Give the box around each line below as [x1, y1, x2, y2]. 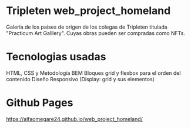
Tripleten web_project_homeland [6, 4, 171, 18]
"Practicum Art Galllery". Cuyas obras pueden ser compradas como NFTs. [6, 29, 186, 36]
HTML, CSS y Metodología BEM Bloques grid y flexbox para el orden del [6, 69, 181, 77]
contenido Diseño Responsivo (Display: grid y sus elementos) [6, 75, 155, 82]
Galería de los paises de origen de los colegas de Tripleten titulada [6, 23, 167, 30]
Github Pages [6, 96, 73, 109]
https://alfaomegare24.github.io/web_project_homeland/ [6, 115, 143, 122]
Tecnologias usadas [6, 50, 106, 64]
